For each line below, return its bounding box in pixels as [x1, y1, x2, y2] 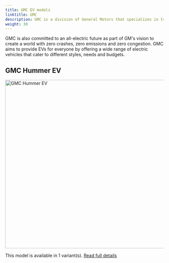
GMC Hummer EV [5, 66, 61, 75]
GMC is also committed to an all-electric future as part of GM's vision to [5, 35, 154, 41]
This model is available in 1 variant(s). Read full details [5, 252, 117, 258]
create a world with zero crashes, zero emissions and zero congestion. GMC [5, 41, 164, 47]
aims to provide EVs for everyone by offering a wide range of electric [5, 46, 148, 52]
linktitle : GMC [5, 12, 37, 17]
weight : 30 [5, 21, 28, 27]
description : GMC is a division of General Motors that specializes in [5, 17, 158, 22]
